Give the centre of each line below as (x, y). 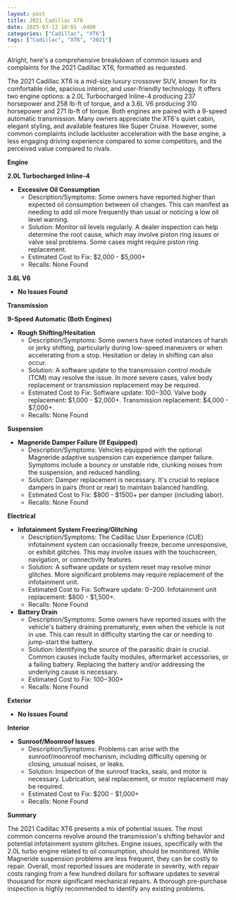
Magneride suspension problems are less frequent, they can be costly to (113, 859)
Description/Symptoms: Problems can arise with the (104, 749)
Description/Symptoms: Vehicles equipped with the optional (115, 450)
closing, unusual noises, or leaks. (76, 764)
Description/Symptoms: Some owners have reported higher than (122, 197)
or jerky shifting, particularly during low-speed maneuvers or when (125, 348)
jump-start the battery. (61, 642)
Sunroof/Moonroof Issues (56, 741)
